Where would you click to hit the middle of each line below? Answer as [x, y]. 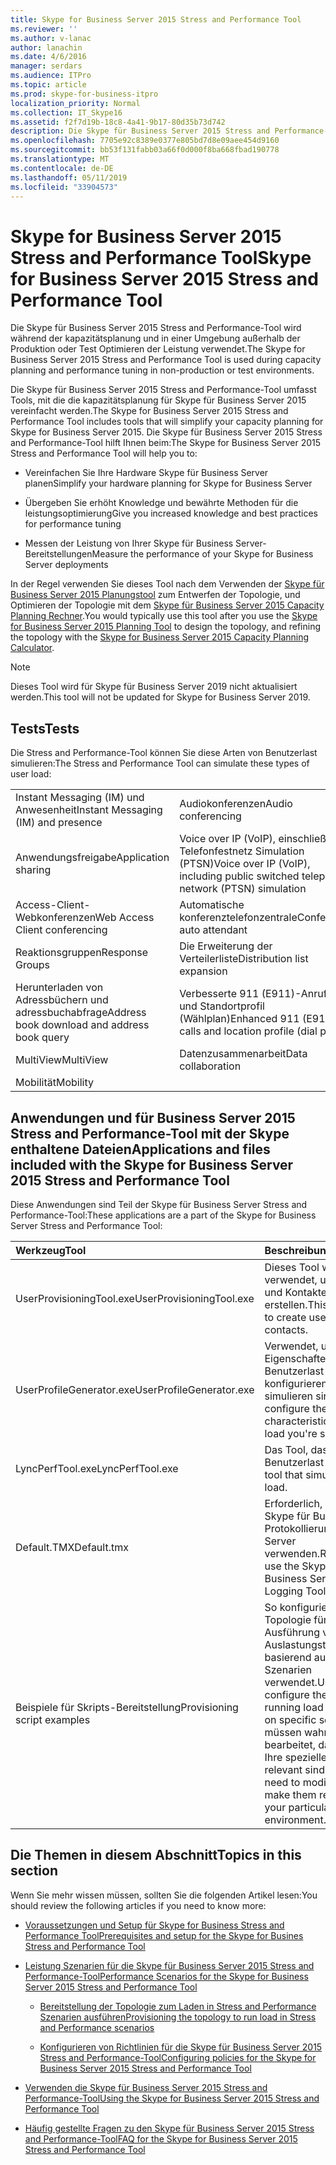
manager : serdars [46, 66]
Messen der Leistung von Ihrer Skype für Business [129, 543]
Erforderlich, [293, 1503]
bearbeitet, [290, 1744]
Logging [283, 1591]
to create [285, 1317]
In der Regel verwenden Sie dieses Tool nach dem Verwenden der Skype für [167, 584]
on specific [290, 1719]
